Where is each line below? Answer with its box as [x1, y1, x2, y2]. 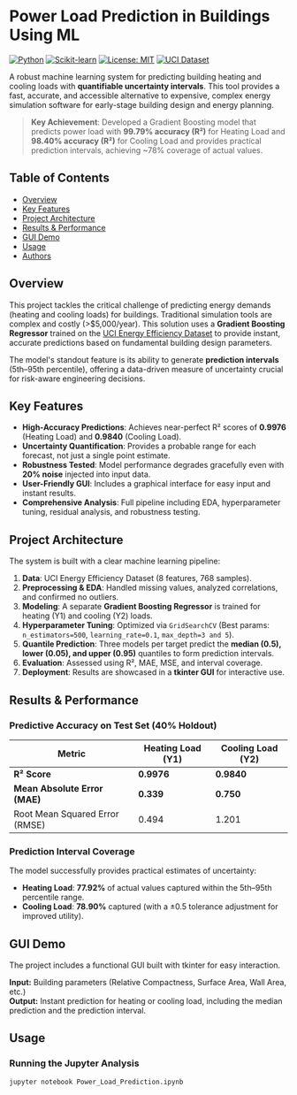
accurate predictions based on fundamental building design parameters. [9, 337, 272, 348]
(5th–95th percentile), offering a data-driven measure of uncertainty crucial [9, 364, 284, 374]
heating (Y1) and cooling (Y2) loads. [21, 610, 153, 621]
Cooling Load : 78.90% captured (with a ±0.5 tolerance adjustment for [21, 901, 278, 912]
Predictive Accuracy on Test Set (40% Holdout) [9, 719, 217, 731]
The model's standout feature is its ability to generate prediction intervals [9, 354, 280, 364]
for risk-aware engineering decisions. [9, 373, 146, 384]
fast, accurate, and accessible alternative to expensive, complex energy [9, 90, 271, 101]
